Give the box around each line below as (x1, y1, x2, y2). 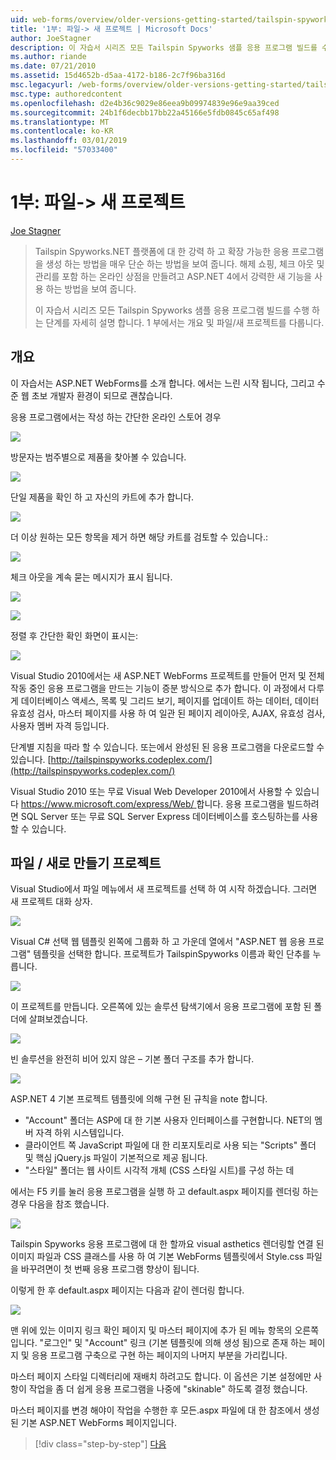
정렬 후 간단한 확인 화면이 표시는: (10, 629, 139, 641)
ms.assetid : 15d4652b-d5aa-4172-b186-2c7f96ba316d (10, 71, 226, 81)
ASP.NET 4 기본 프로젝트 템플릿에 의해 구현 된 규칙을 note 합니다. (10, 1093, 268, 1105)
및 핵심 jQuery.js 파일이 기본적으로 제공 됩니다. (24, 1152, 208, 1164)
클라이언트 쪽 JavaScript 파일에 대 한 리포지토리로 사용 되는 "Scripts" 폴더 (24, 1139, 317, 1151)
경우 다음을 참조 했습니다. (10, 1198, 110, 1210)
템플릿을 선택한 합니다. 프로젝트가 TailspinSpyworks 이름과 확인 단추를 (33, 948, 311, 960)
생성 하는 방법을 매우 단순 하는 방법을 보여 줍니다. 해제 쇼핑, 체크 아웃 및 (45, 257, 325, 270)
